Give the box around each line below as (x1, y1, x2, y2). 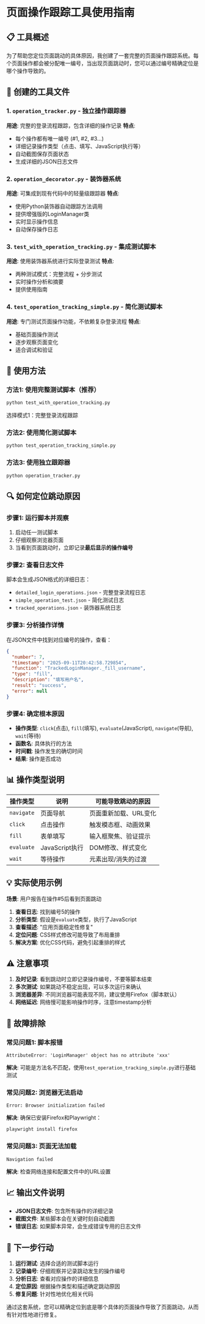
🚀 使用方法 (6, 365, 46, 376)
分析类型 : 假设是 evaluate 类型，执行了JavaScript (15, 916, 137, 923)
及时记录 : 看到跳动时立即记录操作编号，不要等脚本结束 (15, 976, 153, 983)
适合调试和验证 (15, 346, 53, 353)
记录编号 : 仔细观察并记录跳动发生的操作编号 (15, 1268, 126, 1275)
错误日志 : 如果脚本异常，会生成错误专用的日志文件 (15, 1222, 142, 1230)
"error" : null (12, 688, 48, 694)
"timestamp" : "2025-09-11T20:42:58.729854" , (12, 659, 127, 666)
